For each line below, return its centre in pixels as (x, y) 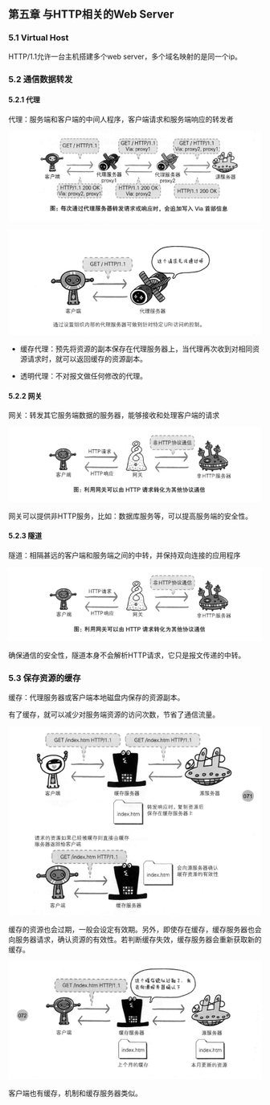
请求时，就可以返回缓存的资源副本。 (87, 359)
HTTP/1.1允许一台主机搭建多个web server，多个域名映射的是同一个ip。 (125, 56)
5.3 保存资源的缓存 (45, 678)
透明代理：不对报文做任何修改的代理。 (83, 376)
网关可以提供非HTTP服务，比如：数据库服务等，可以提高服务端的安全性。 (131, 516)
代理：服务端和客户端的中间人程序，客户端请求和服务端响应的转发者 (121, 119)
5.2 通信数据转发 (41, 79)
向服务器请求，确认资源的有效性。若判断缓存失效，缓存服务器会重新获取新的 (135, 939)
